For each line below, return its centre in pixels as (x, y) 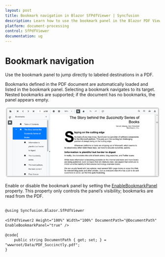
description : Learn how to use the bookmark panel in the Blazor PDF (78, 21)
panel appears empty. (27, 100)
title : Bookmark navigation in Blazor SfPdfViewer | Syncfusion (72, 15)
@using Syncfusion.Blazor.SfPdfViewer (45, 211)
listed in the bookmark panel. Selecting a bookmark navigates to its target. (80, 89)
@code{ (12, 235)
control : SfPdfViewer (27, 31)
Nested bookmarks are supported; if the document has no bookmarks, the (80, 94)
